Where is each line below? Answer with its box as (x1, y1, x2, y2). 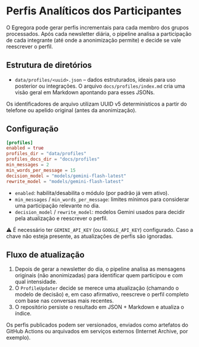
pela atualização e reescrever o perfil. (14, 215, 108, 222)
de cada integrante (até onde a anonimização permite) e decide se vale (6, 36, 182, 44)
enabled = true (6, 145, 44, 151)
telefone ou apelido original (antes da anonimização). (6, 106, 137, 114)
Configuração (6, 124, 59, 134)
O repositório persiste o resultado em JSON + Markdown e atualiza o (14, 303, 185, 311)
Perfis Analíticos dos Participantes (6, 4, 182, 18)
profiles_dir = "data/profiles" (6, 151, 86, 157)
